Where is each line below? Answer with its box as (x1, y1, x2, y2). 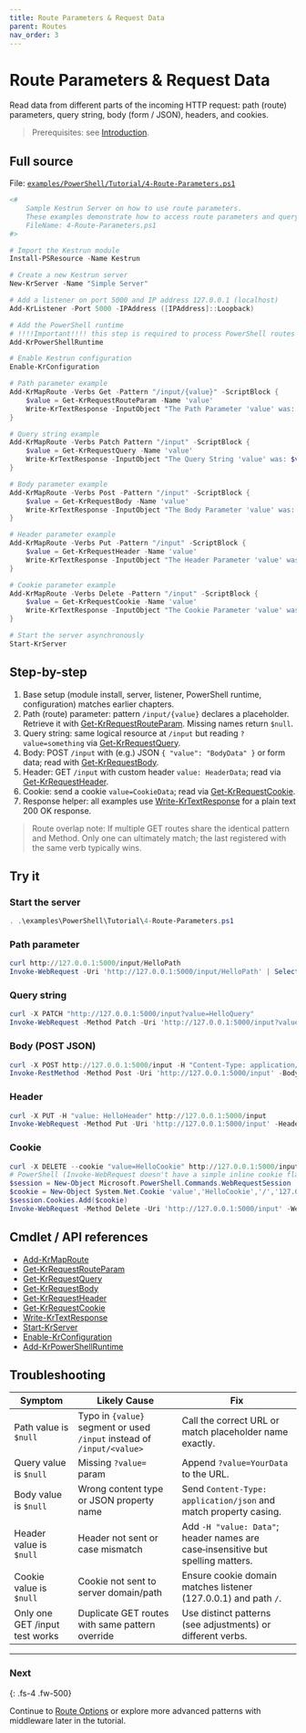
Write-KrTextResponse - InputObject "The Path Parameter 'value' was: (25, 404, 296, 413)
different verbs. (181, 1630, 248, 1643)
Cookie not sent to (77, 1575, 157, 1588)
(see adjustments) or (181, 1618, 271, 1631)
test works (14, 1630, 59, 1643)
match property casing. (181, 1506, 282, 1519)
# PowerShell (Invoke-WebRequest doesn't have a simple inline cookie (9, 1170, 283, 1179)
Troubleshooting (9, 1367, 107, 1383)
